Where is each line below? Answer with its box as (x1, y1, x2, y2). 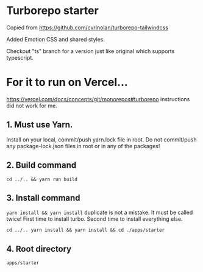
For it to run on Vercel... (6, 76, 128, 89)
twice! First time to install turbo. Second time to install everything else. (6, 215, 183, 223)
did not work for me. (6, 102, 58, 109)
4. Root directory (6, 243, 72, 254)
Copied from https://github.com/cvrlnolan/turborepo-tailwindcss (6, 24, 169, 31)
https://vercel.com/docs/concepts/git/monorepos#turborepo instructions (6, 95, 190, 102)
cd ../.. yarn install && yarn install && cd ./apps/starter (6, 227, 165, 234)
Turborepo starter (6, 4, 99, 18)
